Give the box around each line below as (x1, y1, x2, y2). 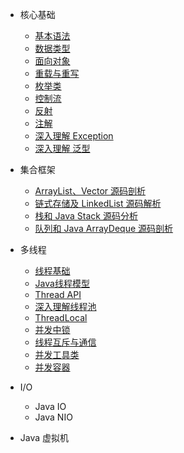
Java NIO (34, 411, 73, 423)
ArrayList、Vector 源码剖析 (34, 185, 147, 197)
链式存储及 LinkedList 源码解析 (34, 198, 162, 209)
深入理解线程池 (34, 301, 97, 312)
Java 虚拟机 (19, 432, 70, 443)
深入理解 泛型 (34, 143, 91, 154)
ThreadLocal (34, 312, 88, 323)
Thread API (34, 289, 82, 300)
